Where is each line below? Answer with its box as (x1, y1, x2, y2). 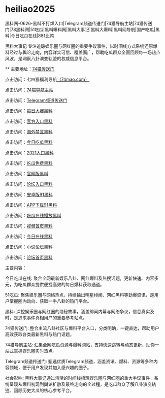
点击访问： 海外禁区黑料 (5, 129, 53, 134)
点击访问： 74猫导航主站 (5, 87, 54, 93)
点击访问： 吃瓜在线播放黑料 (5, 212, 62, 218)
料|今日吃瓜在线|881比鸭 (5, 33, 54, 38)
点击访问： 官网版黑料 (5, 170, 48, 176)
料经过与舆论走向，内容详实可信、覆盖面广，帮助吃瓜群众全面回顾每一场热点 (5, 49, 161, 55)
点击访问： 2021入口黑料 (5, 149, 54, 156)
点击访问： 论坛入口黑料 (5, 181, 53, 187)
